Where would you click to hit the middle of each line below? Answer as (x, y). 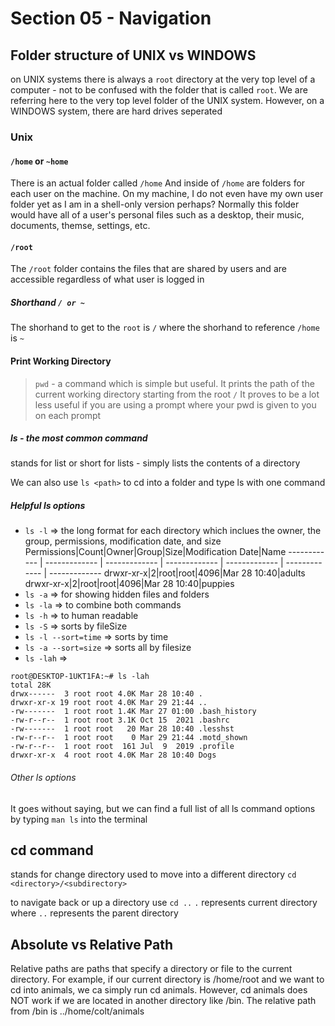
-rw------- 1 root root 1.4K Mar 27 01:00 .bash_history (133, 712)
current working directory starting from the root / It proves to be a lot (177, 394)
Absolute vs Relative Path (91, 944)
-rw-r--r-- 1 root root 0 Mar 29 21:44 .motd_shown (129, 738)
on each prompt (68, 415)
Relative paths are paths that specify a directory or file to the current (151, 969)
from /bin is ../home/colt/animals (77, 1011)
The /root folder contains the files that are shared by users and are (148, 269)
